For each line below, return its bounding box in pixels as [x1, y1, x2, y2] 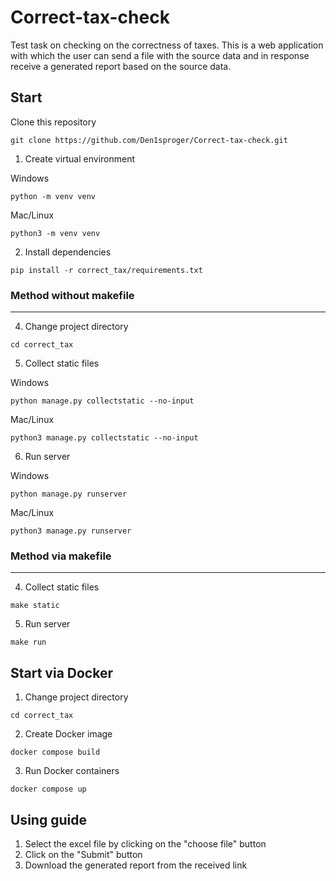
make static [10, 601, 60, 611]
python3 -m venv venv [10, 228, 101, 238]
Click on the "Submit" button [24, 848, 143, 860]
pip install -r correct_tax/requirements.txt [10, 265, 203, 275]
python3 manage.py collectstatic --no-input [10, 433, 199, 443]
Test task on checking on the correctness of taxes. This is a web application [10, 39, 324, 51]
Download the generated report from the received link [24, 859, 248, 871]
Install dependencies [24, 246, 112, 258]
